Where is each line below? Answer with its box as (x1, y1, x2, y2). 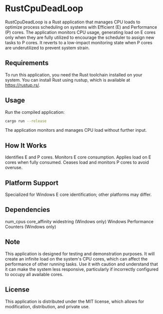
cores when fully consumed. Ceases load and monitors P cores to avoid (5, 159, 149, 165)
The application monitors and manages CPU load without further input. (5, 127, 147, 133)
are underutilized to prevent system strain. (5, 45, 90, 51)
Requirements (5, 59, 49, 67)
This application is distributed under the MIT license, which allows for (5, 298, 145, 304)
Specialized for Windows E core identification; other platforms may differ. (5, 192, 152, 197)
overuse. (5, 165, 23, 171)
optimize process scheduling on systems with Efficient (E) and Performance (5, 24, 157, 30)
